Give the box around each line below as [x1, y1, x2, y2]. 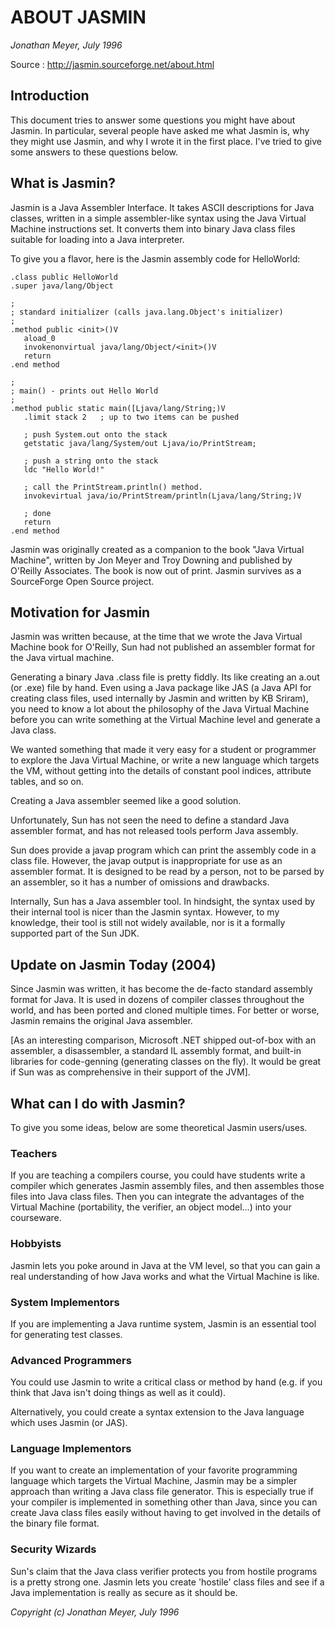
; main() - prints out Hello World [10, 386, 159, 396]
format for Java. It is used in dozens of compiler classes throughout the [10, 994, 305, 1006]
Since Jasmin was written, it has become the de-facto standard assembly [10, 983, 313, 995]
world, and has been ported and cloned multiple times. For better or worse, [10, 1004, 320, 1016]
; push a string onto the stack [23, 456, 159, 466]
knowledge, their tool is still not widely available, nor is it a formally [10, 917, 286, 929]
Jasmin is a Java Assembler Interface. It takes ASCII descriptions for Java [10, 201, 315, 213]
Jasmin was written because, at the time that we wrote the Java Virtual [10, 631, 303, 643]
